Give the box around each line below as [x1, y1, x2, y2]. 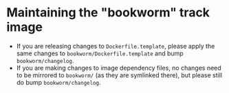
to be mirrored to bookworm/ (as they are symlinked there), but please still [16, 70, 223, 79]
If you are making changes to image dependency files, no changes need [16, 64, 221, 72]
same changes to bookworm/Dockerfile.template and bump [16, 49, 184, 57]
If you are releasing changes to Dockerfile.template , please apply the [16, 42, 215, 50]
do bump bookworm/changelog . [16, 78, 101, 86]
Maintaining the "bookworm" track [6, 5, 210, 21]
